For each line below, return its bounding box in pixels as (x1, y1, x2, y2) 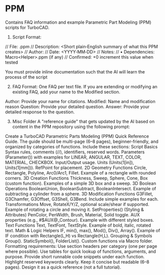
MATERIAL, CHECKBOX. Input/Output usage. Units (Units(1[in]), (5, 159, 134, 165)
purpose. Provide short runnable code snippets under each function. (5, 253, 145, 259)
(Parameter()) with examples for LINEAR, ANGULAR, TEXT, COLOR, (5, 154, 142, 160)
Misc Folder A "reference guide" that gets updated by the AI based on (12, 118, 155, 124)
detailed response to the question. (5, 109, 75, 115)
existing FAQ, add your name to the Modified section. (12, 89, 121, 95)
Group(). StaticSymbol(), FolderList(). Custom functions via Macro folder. (5, 238, 153, 244)
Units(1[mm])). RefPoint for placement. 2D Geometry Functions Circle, (5, 165, 147, 171)
